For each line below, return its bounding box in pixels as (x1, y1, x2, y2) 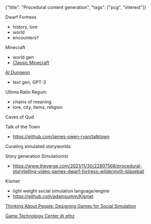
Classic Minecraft (12, 60, 50, 65)
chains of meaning (12, 99, 52, 105)
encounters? (12, 35, 39, 40)
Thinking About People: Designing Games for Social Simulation (5, 203, 137, 209)
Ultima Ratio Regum (5, 89, 47, 95)
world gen (12, 54, 34, 60)
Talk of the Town (5, 124, 41, 129)
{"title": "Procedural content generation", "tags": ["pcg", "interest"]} (5, 5, 146, 10)
